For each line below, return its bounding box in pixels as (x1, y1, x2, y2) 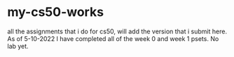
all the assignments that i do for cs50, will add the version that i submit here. (7, 27, 228, 35)
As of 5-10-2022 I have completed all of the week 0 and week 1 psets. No (7, 34, 219, 42)
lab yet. (7, 42, 29, 50)
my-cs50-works (7, 4, 104, 20)
